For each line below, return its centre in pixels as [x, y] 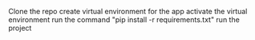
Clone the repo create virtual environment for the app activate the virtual [128, 11]
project [20, 28]
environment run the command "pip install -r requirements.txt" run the [124, 20]
